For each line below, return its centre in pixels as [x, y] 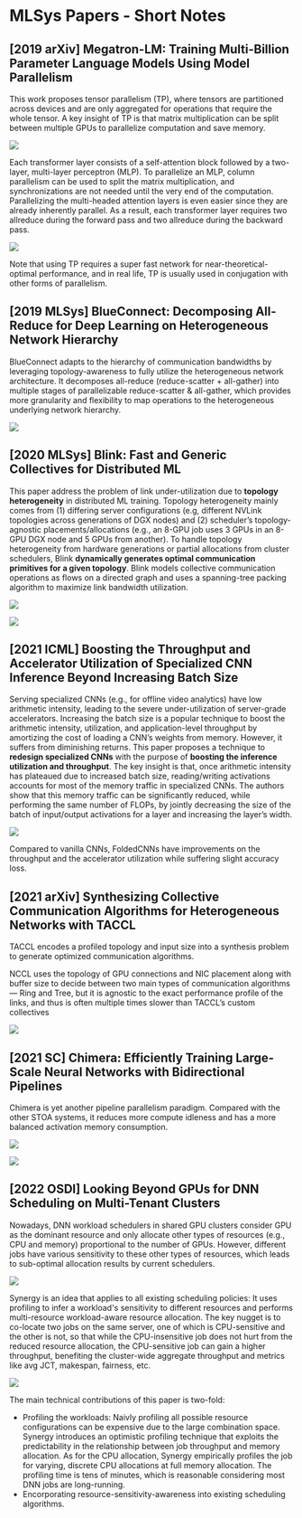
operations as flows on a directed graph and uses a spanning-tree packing [148, 577]
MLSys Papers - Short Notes [118, 16]
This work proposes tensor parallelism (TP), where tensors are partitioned [146, 99]
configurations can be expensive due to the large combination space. [151, 1427]
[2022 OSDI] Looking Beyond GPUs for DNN [134, 1189]
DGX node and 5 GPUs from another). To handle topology [135, 539]
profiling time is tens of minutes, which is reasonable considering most [154, 1475]
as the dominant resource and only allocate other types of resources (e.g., [147, 1234]
